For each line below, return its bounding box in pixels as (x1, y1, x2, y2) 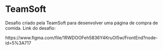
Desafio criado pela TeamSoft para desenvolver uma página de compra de (5, 20, 158, 26)
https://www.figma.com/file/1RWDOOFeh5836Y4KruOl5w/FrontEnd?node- (5, 35, 158, 41)
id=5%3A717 (5, 40, 31, 46)
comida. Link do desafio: (5, 25, 56, 31)
